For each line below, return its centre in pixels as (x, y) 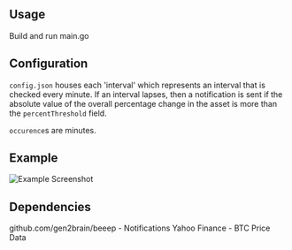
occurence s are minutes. (53, 130)
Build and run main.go (49, 35)
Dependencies (50, 207)
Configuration (49, 64)
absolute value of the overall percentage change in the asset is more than (143, 103)
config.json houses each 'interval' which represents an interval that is (137, 85)
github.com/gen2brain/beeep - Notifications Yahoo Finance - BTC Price (140, 228)
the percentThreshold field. (58, 113)
